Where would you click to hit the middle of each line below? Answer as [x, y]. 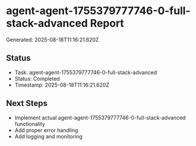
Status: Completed [37, 78]
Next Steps [27, 103]
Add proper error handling [46, 130]
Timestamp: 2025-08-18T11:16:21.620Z [62, 85]
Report [107, 23]
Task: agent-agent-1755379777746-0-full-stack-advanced [86, 72]
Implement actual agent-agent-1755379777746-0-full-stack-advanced [100, 117]
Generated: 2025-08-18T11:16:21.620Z [52, 39]
